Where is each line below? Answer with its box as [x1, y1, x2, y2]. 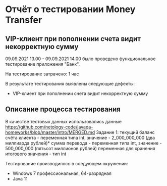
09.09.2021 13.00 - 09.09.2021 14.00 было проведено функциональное [5, 56, 156, 62]
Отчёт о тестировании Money [5, 4, 136, 15]
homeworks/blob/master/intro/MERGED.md [5, 129, 95, 135]
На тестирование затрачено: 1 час [5, 71, 79, 77]
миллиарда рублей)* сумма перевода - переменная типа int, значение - [5, 140, 162, 146]
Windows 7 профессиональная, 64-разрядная [12, 170, 112, 176]
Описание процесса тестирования [5, 105, 121, 114]
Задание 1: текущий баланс [95, 129, 155, 135]
